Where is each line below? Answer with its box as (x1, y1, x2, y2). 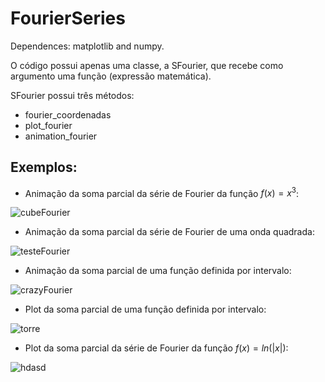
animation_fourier (24, 130, 98, 142)
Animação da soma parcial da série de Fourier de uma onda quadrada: (24, 226, 315, 238)
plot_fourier (24, 119, 73, 131)
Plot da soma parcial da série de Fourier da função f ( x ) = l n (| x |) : (24, 342, 289, 354)
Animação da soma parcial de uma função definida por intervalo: (24, 265, 292, 277)
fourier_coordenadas (24, 108, 112, 121)
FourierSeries (10, 7, 126, 30)
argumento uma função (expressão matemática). (10, 70, 212, 82)
